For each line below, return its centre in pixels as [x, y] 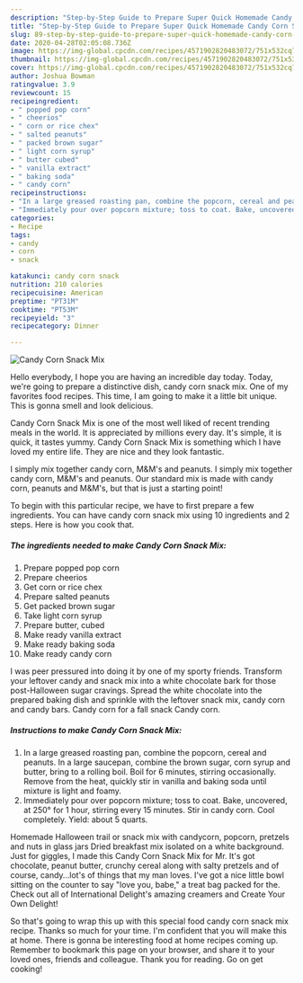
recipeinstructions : [49, 193]
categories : [32, 218]
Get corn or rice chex [62, 587]
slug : [20, 34]
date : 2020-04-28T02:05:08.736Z [71, 43]
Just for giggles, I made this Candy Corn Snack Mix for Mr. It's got [133, 856]
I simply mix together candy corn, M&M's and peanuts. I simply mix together [151, 469]
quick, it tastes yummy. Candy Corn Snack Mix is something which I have [146, 442]
